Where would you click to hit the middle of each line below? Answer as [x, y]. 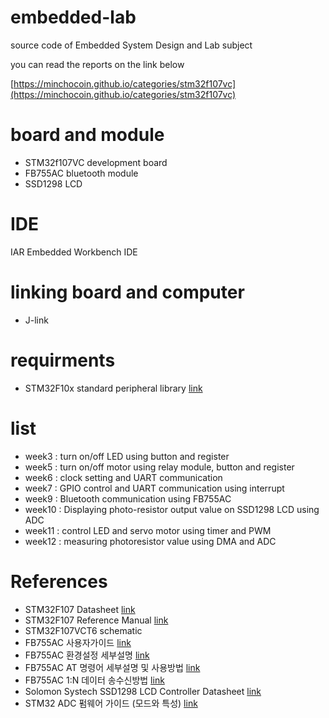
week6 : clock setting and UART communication [123, 477]
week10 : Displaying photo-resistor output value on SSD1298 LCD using [172, 509]
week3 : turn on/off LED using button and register [127, 456]
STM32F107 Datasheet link [80, 609]
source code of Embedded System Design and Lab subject [131, 45]
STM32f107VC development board [96, 162]
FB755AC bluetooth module [81, 173]
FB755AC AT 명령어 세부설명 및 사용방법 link [112, 667]
